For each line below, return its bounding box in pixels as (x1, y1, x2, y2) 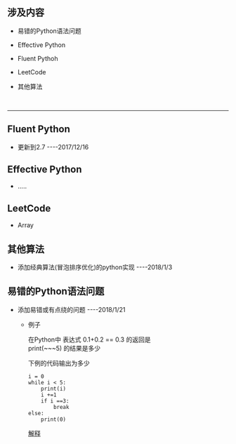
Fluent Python (7, 123, 70, 135)
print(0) (41, 416, 67, 423)
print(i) (41, 385, 67, 392)
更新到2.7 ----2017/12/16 (17, 142, 89, 151)
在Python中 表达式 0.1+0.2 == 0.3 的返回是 (27, 335, 151, 344)
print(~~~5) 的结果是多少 (27, 344, 101, 352)
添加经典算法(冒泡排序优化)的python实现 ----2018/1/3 (17, 263, 173, 271)
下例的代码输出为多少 (27, 358, 90, 367)
